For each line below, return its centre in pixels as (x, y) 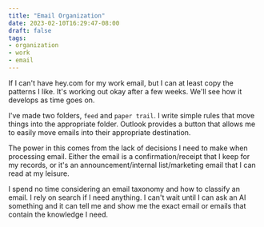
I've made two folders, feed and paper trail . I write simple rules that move (132, 115)
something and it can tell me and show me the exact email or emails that (127, 205)
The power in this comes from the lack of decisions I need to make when (128, 148)
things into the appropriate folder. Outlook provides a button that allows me (132, 124)
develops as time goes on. (52, 100)
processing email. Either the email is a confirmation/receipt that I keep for (129, 156)
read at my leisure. (39, 173)
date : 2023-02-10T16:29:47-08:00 (64, 23)
